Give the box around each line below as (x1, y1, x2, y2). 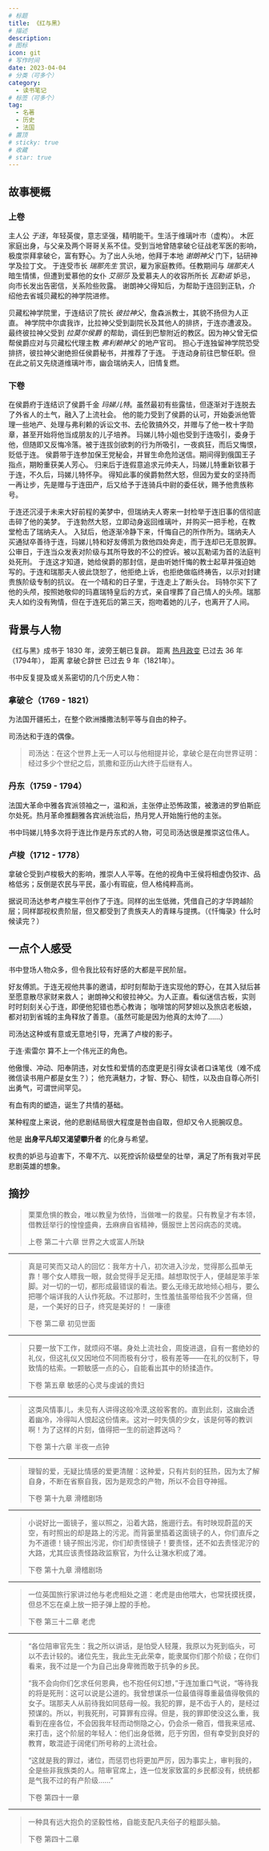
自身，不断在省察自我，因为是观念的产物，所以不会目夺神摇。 (27, 1476, 232, 1485)
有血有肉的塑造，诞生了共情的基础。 (8, 1100, 128, 1109)
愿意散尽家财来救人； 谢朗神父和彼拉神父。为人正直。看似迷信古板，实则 (14, 992, 256, 1001)
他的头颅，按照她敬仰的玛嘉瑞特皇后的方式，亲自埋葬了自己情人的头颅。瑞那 (8, 587, 261, 597)
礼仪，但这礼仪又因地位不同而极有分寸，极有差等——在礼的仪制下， (27, 1352, 253, 1363)
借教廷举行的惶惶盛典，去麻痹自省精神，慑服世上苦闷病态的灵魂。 (27, 1219, 246, 1229)
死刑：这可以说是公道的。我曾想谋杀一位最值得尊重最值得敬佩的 (49, 1688, 260, 1698)
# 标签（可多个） (8, 94, 58, 102)
